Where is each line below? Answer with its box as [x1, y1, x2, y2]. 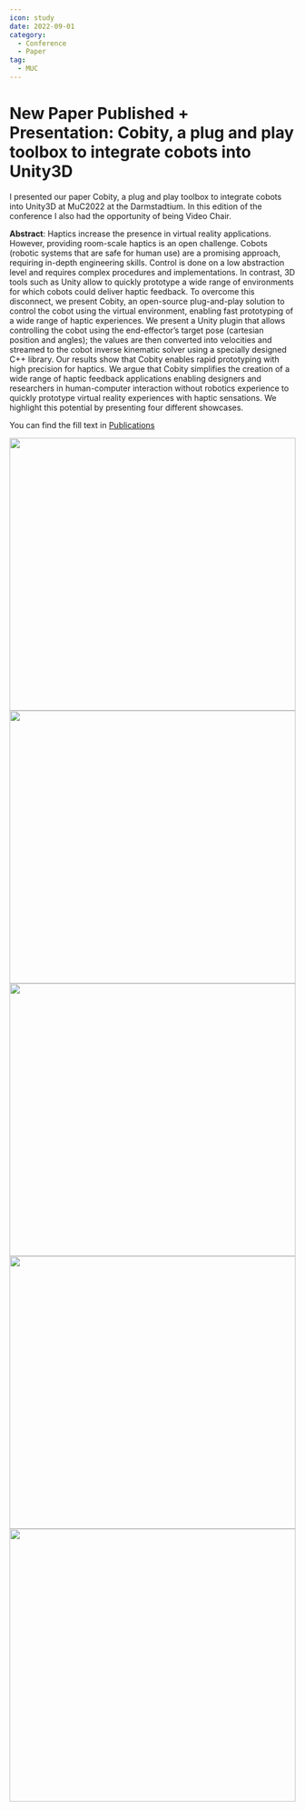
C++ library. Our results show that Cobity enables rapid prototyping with [9, 354, 280, 365]
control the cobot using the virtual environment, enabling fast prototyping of [9, 305, 293, 316]
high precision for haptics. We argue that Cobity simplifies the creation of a [9, 363, 290, 374]
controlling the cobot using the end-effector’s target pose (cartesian [9, 325, 264, 335]
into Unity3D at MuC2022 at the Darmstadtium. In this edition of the [9, 201, 262, 212]
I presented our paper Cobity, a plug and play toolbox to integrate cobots [9, 191, 282, 202]
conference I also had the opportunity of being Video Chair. [9, 210, 231, 221]
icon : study [9, 13, 54, 23]
